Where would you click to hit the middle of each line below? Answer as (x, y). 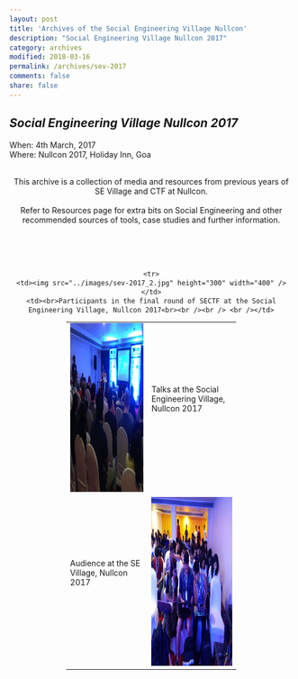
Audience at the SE (105, 563)
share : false (34, 86)
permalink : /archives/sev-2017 (68, 67)
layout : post (34, 19)
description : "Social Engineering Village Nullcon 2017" (118, 38)
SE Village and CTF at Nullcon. (151, 191)
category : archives (46, 48)
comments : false (40, 77)
